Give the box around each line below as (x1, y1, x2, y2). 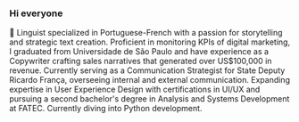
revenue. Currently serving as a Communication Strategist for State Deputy (9, 65, 286, 76)
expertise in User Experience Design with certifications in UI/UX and (9, 84, 261, 95)
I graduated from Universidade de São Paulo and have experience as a (9, 46, 270, 57)
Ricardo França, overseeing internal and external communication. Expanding (9, 75, 290, 85)
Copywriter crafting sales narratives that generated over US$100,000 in (9, 56, 272, 67)
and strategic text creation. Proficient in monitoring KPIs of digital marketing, (9, 37, 291, 47)
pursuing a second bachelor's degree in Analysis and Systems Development (9, 94, 290, 104)
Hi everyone (9, 7, 63, 20)
